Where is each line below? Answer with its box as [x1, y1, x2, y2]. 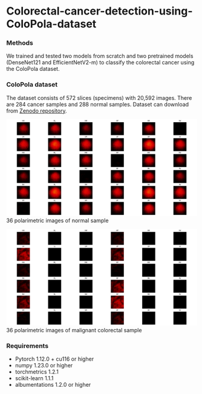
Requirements [6, 341, 49, 350]
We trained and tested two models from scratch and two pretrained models [6, 53, 194, 60]
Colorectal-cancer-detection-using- [6, 4, 193, 18]
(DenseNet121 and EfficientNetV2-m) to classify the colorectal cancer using [6, 59, 195, 66]
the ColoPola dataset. [6, 65, 60, 73]
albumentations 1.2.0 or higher [15, 381, 91, 388]
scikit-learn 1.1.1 [15, 374, 54, 382]
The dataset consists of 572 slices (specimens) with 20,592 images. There [6, 94, 192, 101]
